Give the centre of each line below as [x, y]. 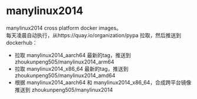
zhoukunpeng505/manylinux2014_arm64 [64, 62]
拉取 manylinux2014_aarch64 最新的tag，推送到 [73, 55]
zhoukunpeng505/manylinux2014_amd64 [65, 75]
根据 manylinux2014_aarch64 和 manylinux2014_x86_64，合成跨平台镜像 [103, 82]
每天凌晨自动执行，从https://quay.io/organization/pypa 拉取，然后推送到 [94, 35]
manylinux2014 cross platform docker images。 [64, 28]
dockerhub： [22, 42]
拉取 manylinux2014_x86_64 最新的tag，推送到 [71, 68]
